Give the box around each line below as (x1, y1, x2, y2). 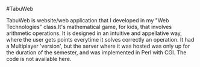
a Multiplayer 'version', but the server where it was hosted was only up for (6, 42, 190, 49)
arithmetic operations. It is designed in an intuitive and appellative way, (6, 30, 183, 37)
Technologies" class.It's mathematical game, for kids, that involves (6, 24, 172, 30)
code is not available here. (6, 56, 72, 62)
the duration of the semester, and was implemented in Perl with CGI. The (6, 49, 187, 56)
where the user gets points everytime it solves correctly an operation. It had (6, 36, 195, 43)
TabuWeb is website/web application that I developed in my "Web (6, 17, 169, 24)
